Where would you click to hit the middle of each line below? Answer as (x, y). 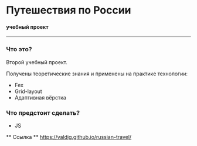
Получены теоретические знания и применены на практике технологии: (97, 74)
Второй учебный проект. (37, 62)
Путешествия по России (69, 10)
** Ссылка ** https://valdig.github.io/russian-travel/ (69, 137)
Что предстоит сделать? (43, 112)
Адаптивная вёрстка (40, 97)
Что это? (19, 49)
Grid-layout (28, 91)
